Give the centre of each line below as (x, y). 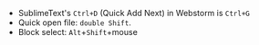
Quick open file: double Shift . (75, 22)
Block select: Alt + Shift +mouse (78, 32)
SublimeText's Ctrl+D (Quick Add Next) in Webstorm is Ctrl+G (134, 13)
